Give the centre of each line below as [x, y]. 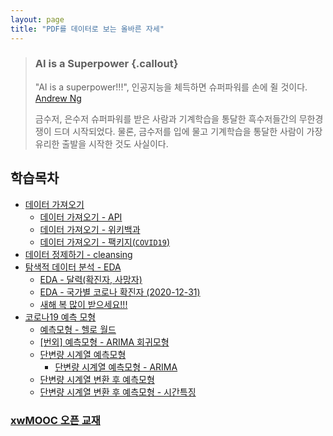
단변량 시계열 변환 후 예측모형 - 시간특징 [118, 392]
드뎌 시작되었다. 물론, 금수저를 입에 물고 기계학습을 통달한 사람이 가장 [188, 131]
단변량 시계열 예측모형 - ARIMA [116, 367]
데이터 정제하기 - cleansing [78, 254]
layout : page [37, 19]
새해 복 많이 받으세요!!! [83, 304]
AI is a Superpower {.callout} [106, 64]
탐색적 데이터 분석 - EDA [73, 267]
